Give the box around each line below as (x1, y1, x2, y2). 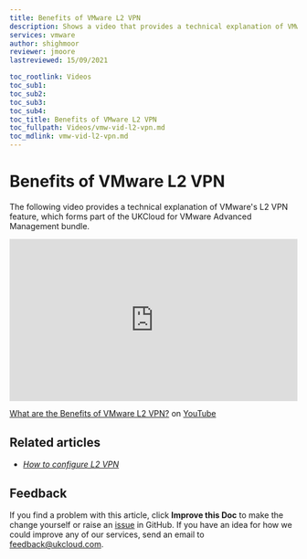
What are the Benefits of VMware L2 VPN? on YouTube (9, 408, 217, 419)
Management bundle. (9, 220, 90, 231)
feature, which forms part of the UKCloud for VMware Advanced (9, 211, 252, 222)
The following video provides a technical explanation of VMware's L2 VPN (9, 201, 289, 212)
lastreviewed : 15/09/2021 (9, 56, 108, 65)
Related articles (9, 435, 101, 450)
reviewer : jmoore (9, 47, 76, 57)
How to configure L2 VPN (22, 459, 120, 470)
